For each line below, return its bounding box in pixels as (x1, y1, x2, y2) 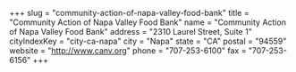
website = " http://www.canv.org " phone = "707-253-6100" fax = (9, 45, 247, 56)
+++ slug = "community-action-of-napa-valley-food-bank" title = (9, 8, 249, 18)
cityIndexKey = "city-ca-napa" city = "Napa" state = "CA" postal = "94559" (9, 36, 287, 46)
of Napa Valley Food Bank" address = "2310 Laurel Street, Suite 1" (9, 27, 252, 36)
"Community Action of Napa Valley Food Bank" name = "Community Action (9, 17, 286, 28)
